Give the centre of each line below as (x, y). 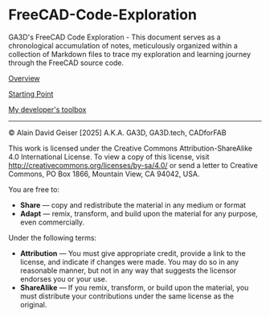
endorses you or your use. (63, 278)
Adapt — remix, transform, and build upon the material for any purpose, (139, 213)
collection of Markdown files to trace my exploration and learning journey (130, 54)
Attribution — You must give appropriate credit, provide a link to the (133, 253)
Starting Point (31, 93)
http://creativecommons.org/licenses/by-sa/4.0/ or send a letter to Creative (133, 165)
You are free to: (34, 189)
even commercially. (52, 222)
